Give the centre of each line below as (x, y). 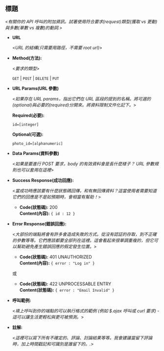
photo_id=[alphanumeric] (37, 144)
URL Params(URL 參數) (35, 88)
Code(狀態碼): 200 (38, 207)
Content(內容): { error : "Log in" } (57, 263)
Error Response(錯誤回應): (39, 224)
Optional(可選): (28, 134)
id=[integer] (25, 125)
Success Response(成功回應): (43, 180)
